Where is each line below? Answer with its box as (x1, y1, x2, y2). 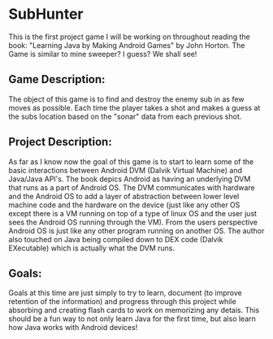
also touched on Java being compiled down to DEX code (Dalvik (8, 234, 223, 244)
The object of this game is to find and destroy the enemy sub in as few (8, 94, 245, 104)
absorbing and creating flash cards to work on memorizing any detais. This (8, 306, 260, 315)
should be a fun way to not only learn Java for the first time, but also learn (8, 314, 256, 324)
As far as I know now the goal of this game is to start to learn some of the (8, 156, 254, 167)
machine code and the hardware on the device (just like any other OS (8, 200, 240, 210)
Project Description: (8, 135, 112, 149)
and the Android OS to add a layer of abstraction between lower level (8, 191, 240, 201)
